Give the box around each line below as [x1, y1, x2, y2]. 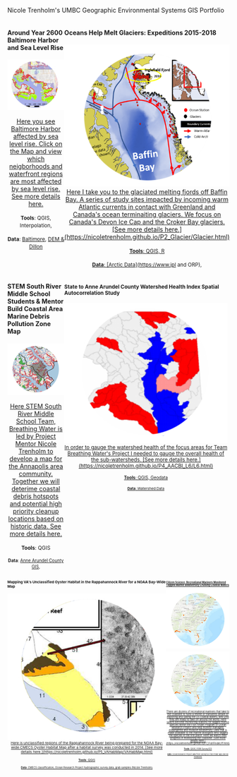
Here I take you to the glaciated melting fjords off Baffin [66, 187, 228, 196]
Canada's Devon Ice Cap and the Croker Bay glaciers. [68, 217, 226, 226]
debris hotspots [13, 492, 59, 500]
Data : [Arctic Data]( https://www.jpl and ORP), [92, 261, 202, 268]
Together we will [11, 477, 60, 486]
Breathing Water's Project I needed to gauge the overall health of [67, 450, 224, 457]
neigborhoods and [9, 162, 63, 171]
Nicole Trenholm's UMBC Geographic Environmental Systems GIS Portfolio [7, 6, 224, 14]
